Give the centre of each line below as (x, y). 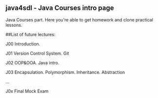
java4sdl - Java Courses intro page (60, 8)
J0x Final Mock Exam (27, 91)
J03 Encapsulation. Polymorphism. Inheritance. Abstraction (65, 72)
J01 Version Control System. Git (37, 53)
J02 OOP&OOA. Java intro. (32, 62)
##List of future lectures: (30, 34)
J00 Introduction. (23, 44)
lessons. (14, 25)
